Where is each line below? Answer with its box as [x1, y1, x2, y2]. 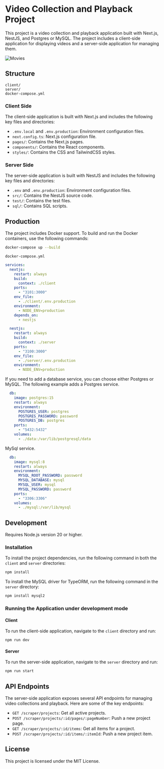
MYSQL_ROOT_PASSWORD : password [18, 473, 82, 478]
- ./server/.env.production [18, 358, 76, 363]
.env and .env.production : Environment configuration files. [12, 188, 132, 193]
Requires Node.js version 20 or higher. [5, 532, 83, 538]
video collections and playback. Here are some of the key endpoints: [5, 701, 144, 707]
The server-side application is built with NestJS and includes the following [5, 173, 156, 179]
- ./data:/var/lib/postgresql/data [18, 436, 91, 441]
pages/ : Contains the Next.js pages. [12, 139, 84, 145]
